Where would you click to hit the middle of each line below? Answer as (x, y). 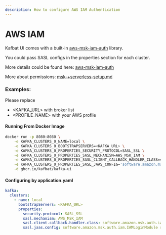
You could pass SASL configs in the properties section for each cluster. (78, 57)
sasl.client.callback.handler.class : (62, 223)
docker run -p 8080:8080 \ (33, 137)
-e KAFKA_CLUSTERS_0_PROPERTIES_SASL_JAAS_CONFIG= (67, 164)
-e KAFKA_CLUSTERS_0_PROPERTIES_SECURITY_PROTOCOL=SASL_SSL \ (79, 151)
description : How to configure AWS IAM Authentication (63, 10)
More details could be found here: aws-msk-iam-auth (60, 67)
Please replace (20, 100)
